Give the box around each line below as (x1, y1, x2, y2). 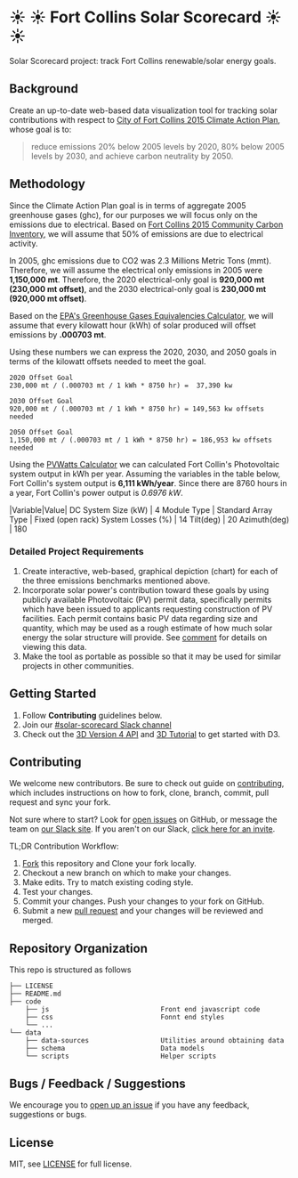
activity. (9, 238, 38, 248)
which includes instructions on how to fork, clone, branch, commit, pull (9, 787, 270, 799)
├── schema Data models (25, 1044, 205, 1053)
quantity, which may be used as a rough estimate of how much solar (21, 622, 273, 633)
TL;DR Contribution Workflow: (9, 841, 119, 852)
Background (9, 81, 78, 96)
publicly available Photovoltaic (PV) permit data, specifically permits (21, 594, 272, 605)
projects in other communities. (21, 660, 134, 670)
